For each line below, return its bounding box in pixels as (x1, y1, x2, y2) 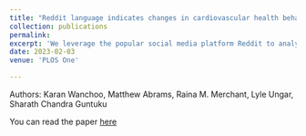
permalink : (9, 30, 51, 39)
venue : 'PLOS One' (9, 56, 79, 65)
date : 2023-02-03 (9, 47, 76, 57)
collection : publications (9, 22, 107, 31)
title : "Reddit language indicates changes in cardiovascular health (9, 13, 280, 23)
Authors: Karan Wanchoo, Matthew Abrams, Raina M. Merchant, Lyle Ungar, (9, 89, 294, 99)
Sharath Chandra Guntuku (9, 99, 107, 110)
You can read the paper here (9, 116, 117, 127)
